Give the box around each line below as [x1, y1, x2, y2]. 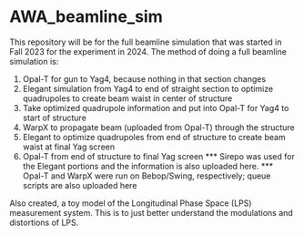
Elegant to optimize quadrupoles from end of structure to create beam [22, 131, 286, 142]
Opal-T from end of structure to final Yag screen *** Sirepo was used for [22, 150, 296, 161]
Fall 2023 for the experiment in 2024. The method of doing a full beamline [9, 46, 287, 56]
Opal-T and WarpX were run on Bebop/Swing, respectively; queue [22, 170, 271, 181]
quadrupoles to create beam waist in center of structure [22, 93, 233, 104]
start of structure [22, 112, 86, 123]
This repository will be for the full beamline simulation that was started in [9, 36, 282, 47]
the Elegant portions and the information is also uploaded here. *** [22, 160, 274, 171]
